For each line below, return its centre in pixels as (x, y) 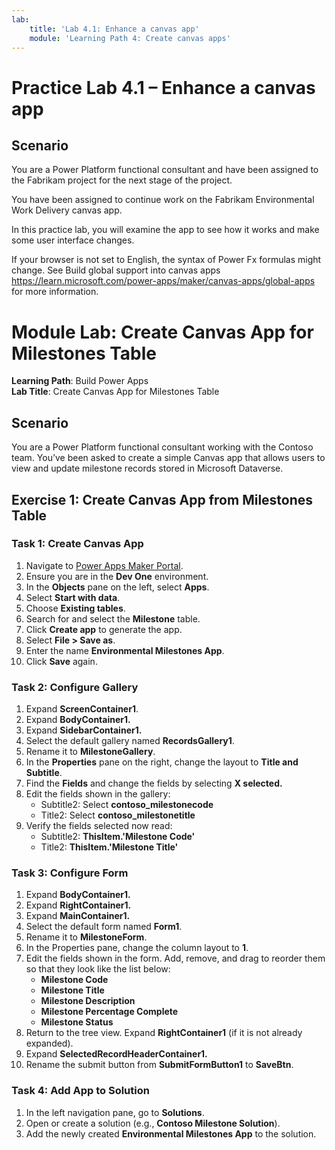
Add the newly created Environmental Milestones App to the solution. (171, 1133)
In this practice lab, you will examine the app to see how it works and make (165, 230)
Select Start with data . (73, 597)
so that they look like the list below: (98, 969)
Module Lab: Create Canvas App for (162, 332)
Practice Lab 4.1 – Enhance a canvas (163, 87)
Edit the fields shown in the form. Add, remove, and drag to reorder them (175, 958)
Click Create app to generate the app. (104, 629)
